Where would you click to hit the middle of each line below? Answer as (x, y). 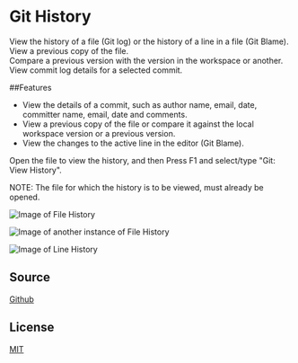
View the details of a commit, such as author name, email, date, (140, 104)
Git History (50, 17)
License (32, 328)
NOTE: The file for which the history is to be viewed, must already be (136, 187)
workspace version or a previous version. (99, 133)
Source (30, 277)
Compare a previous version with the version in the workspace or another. (146, 60)
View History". (36, 170)
